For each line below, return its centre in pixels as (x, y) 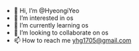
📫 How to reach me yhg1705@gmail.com (73, 40)
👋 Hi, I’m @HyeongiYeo (46, 11)
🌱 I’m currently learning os (51, 25)
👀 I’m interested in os (43, 18)
